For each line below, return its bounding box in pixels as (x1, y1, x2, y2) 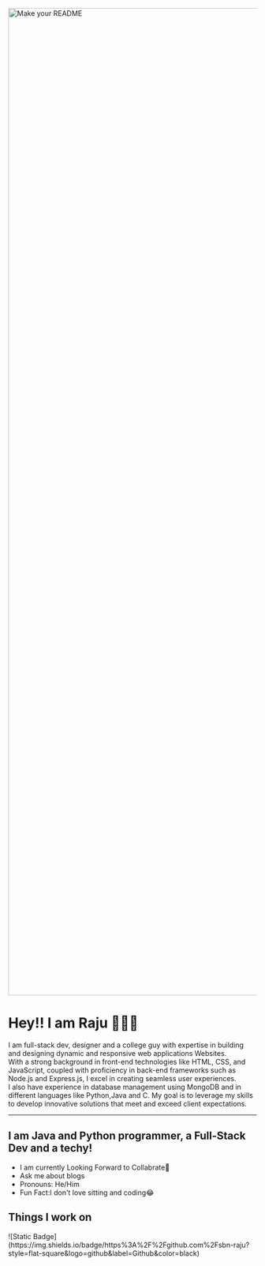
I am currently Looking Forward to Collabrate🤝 (19, 1163, 170, 1172)
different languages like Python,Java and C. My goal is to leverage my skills (8, 1090, 254, 1100)
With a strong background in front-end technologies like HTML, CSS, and (8, 1057, 246, 1066)
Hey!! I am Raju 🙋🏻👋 (8, 1014, 139, 1032)
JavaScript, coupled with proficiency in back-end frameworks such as (8, 1065, 237, 1075)
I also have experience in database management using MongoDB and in (8, 1082, 242, 1091)
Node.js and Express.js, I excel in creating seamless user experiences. (8, 1073, 237, 1083)
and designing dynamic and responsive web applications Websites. (8, 1048, 227, 1058)
